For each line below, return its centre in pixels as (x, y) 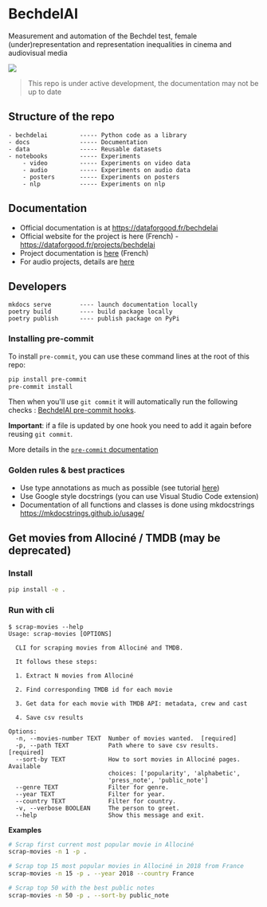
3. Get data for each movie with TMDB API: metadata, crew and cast (132, 703)
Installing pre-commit (51, 339)
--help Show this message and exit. (110, 815)
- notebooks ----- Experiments (75, 156)
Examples (25, 830)
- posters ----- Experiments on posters (101, 177)
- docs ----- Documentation (78, 142)
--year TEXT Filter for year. (90, 794)
